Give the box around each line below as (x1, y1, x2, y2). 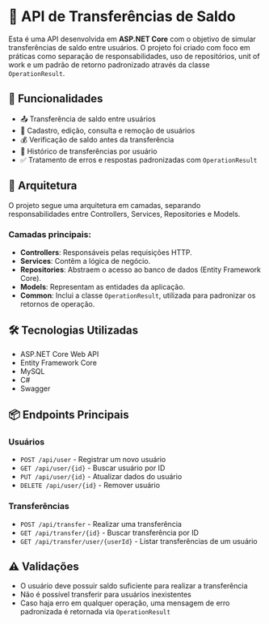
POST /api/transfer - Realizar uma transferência (19, 519, 182, 528)
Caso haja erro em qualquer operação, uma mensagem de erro (19, 598, 230, 608)
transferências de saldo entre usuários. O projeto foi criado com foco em (8, 42, 250, 52)
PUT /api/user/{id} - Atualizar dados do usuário (19, 472, 183, 482)
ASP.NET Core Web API (19, 349, 99, 359)
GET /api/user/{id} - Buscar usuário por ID (19, 463, 166, 473)
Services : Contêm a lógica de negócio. (19, 256, 151, 265)
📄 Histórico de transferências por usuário (19, 146, 158, 156)
